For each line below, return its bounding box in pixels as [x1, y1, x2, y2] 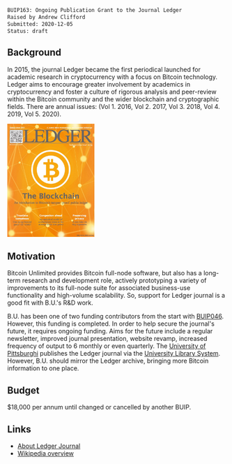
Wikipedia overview [17, 449, 75, 457]
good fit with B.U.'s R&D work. [7, 298, 94, 307]
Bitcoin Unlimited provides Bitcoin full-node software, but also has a [7, 269, 202, 277]
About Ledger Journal [17, 442, 81, 450]
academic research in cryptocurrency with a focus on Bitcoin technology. [7, 73, 218, 81]
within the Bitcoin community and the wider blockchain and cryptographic [7, 94, 219, 103]
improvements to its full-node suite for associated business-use [7, 284, 191, 292]
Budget [7, 384, 40, 396]
